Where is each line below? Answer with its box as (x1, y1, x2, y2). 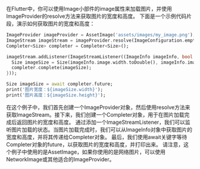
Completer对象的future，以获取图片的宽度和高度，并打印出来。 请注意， (6, 140, 184, 148)
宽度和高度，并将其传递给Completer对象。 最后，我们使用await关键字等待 (6, 133, 187, 140)
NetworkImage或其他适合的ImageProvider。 (6, 155, 115, 162)
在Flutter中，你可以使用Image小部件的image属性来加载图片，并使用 (6, 5, 173, 12)
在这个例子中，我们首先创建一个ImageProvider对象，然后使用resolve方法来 (6, 104, 190, 111)
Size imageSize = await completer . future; (6, 81, 113, 87)
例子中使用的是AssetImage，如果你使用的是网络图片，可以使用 (11, 148, 165, 155)
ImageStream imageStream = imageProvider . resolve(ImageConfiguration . (6, 37, 185, 43)
